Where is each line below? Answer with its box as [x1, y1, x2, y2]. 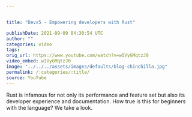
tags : [6, 47, 20, 53]
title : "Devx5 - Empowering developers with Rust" [6, 19, 136, 25]
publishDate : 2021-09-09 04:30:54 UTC [6, 30, 103, 36]
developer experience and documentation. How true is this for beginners [6, 97, 186, 105]
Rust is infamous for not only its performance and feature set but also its [6, 91, 185, 98]
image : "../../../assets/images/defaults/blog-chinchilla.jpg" [6, 64, 168, 70]
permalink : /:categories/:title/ [6, 69, 90, 75]
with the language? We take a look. [6, 104, 93, 111]
